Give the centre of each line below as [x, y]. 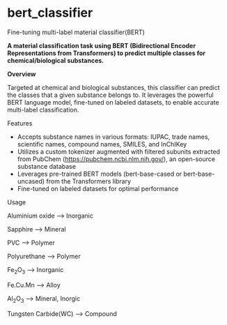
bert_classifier [50, 13]
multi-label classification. [43, 109]
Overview [22, 74]
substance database [47, 166]
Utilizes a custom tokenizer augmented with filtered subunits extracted [119, 151]
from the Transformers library [88, 181]
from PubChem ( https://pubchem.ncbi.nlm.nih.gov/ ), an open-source [116, 159]
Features [20, 123]
